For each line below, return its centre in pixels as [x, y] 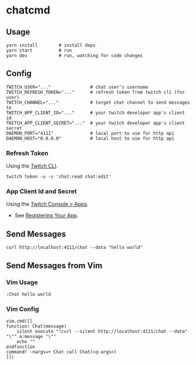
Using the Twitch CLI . [32, 166]
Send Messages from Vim [54, 266]
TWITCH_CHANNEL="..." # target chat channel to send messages [98, 102]
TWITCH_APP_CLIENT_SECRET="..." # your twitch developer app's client [95, 123]
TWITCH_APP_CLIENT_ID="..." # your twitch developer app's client [95, 113]
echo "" [26, 342]
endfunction [21, 347]
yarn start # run [39, 50]
